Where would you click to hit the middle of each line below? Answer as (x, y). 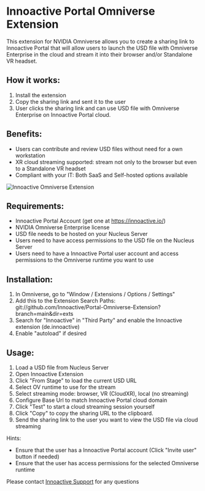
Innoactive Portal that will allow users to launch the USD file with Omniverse (102, 48)
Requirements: (35, 206)
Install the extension (41, 95)
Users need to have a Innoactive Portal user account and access (97, 254)
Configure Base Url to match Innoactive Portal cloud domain (91, 400)
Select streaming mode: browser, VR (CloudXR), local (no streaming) (102, 394)
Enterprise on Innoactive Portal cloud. (63, 114)
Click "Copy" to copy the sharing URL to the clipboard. (84, 413)
